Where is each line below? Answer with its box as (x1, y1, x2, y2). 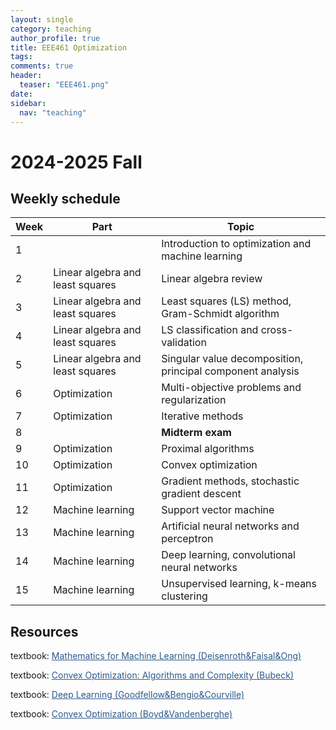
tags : (10, 52, 33, 62)
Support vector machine (161, 503, 275, 517)
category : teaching (10, 24, 92, 34)
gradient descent (161, 487, 242, 501)
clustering (161, 589, 208, 603)
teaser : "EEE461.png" (19, 80, 110, 90)
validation (161, 336, 207, 350)
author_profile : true (10, 33, 101, 43)
